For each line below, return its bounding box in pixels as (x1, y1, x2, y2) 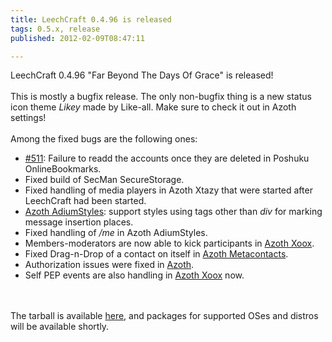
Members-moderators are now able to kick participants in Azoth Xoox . (24, 237, 315, 250)
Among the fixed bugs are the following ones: (10, 133, 198, 145)
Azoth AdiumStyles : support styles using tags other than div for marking (24, 206, 323, 218)
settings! (10, 112, 47, 124)
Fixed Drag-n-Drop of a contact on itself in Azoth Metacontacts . (24, 248, 289, 260)
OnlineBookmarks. (24, 163, 102, 175)
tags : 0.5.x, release (10, 24, 101, 34)
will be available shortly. (10, 321, 110, 333)
